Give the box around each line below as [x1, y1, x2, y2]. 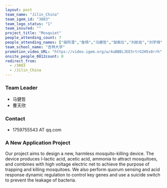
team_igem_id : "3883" [5, 16, 50, 21]
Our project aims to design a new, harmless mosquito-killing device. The [5, 150, 154, 156]
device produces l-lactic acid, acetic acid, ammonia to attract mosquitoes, [5, 155, 158, 161]
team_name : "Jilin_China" [5, 12, 59, 17]
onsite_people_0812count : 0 [5, 53, 64, 59]
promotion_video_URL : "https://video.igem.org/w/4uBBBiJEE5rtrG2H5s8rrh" [5, 49, 162, 54]
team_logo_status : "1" [5, 21, 52, 26]
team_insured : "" [5, 26, 41, 31]
